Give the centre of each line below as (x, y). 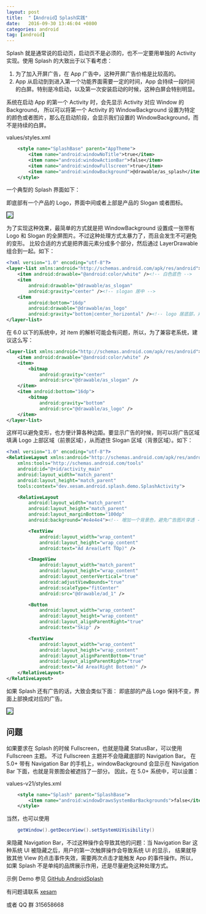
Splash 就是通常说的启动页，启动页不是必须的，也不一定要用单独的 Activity (101, 53)
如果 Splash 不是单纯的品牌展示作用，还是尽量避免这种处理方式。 (89, 866)
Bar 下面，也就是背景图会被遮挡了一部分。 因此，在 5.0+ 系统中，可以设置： (103, 771)
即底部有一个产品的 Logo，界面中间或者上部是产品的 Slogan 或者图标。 (96, 203)
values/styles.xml (29, 137)
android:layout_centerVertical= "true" (89, 576)
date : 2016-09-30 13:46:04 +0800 (52, 23)
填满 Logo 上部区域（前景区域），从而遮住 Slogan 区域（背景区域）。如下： (100, 440)
